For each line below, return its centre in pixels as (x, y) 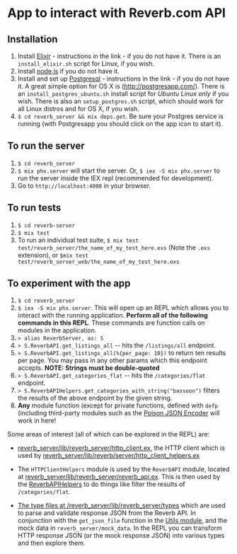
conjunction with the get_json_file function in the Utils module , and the (122, 521)
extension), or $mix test (53, 255)
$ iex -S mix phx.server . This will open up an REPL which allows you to (123, 308)
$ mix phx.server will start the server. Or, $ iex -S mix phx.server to (119, 171)
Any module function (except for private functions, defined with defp (117, 405)
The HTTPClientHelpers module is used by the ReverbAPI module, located (123, 469)
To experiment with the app (69, 283)
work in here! (37, 421)
